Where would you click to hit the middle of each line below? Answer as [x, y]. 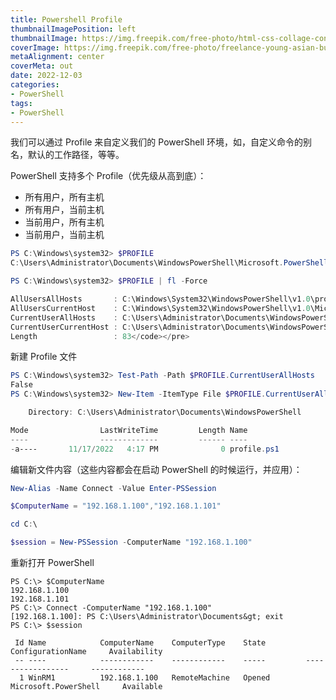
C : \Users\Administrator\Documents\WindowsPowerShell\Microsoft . [147, 263]
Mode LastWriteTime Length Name [129, 430]
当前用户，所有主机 [64, 222]
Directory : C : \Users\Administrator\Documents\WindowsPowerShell [165, 412]
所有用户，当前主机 [64, 210]
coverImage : [35, 47]
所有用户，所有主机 [64, 197]
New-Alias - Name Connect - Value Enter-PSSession [113, 488]
